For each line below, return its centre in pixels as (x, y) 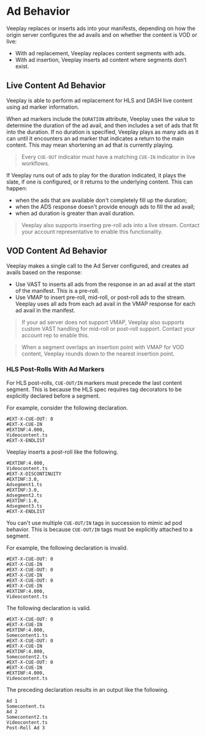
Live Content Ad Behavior (56, 86)
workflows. (36, 163)
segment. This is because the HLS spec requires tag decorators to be (94, 389)
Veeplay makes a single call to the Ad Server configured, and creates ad (97, 266)
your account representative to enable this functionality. (92, 231)
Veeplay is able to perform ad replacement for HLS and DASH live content (100, 100)
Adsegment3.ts (25, 506)
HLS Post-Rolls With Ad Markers (55, 370)
